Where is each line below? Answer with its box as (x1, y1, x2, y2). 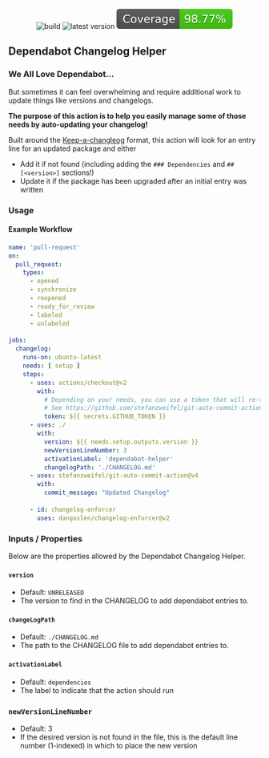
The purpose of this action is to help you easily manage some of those (8, 111, 247, 120)
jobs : (8, 336, 26, 345)
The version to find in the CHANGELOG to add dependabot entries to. (19, 596, 250, 606)
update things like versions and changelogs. (8, 95, 154, 105)
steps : (22, 370, 45, 378)
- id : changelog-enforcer (29, 505, 116, 513)
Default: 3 (19, 724, 53, 733)
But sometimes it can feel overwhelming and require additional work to (8, 87, 242, 96)
